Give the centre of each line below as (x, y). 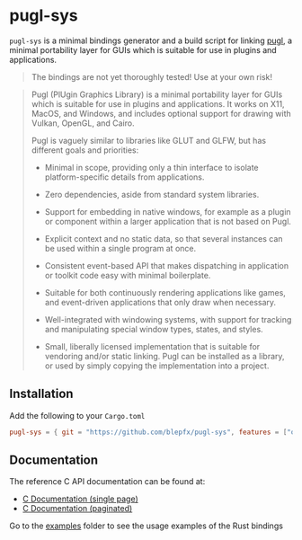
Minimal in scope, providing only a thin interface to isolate (151, 167)
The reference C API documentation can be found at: (107, 482)
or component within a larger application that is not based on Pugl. (168, 221)
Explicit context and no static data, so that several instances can (164, 238)
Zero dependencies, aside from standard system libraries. (152, 194)
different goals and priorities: (85, 150)
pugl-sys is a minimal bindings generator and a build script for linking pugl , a (151, 40)
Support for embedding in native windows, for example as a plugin (168, 211)
